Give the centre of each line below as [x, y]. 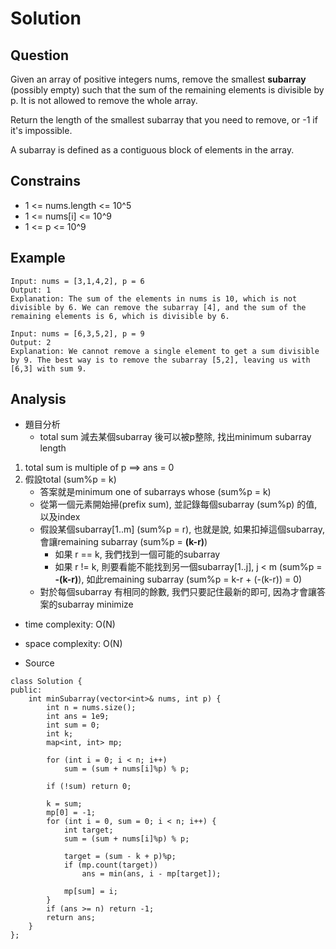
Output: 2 [31, 342]
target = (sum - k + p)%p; [120, 857]
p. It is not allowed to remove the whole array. [104, 100]
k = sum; [64, 804]
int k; [60, 734]
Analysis [38, 399]
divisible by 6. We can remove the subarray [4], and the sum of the [158, 307]
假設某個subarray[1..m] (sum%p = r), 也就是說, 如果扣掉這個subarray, [182, 529]
